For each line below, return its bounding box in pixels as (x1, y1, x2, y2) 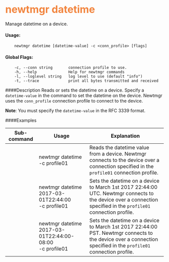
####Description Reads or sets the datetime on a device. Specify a (5, 87, 144, 94)
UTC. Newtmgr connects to (89, 190, 154, 197)
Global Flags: (5, 54, 34, 60)
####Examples (5, 117, 37, 124)
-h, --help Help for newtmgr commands (14, 69, 125, 75)
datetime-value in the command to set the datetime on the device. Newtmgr (5, 93, 162, 99)
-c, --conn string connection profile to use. (14, 65, 127, 70)
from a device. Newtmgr (89, 150, 147, 157)
